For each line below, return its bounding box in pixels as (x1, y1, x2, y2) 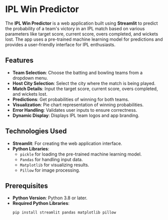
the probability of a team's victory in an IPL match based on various (5, 25, 145, 31)
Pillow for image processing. (20, 167, 80, 173)
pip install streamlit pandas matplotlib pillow (12, 210, 116, 215)
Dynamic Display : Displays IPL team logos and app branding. (12, 112, 139, 118)
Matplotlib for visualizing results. (20, 162, 89, 168)
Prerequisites (5, 181, 48, 190)
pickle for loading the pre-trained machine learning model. (20, 151, 142, 157)
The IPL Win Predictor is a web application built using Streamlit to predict (5, 20, 158, 26)
